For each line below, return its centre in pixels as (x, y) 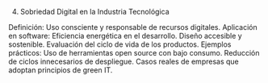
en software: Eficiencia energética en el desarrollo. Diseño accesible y (125, 36)
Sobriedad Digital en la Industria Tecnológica (94, 12)
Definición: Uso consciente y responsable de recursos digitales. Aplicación (133, 27)
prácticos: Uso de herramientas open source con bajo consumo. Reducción (134, 53)
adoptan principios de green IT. (61, 70)
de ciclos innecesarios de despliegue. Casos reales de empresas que (124, 61)
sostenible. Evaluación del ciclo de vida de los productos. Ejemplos (120, 44)
